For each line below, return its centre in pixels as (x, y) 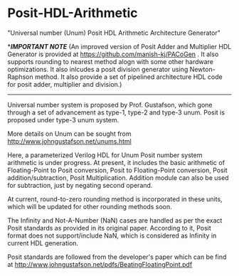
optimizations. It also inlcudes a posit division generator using (98, 69)
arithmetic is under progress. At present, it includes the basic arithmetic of (116, 162)
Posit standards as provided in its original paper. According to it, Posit (109, 228)
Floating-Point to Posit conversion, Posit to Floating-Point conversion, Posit (117, 170)
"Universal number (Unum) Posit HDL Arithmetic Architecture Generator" (114, 33)
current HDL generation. (43, 243)
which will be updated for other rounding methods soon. (90, 206)
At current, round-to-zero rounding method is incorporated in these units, (115, 199)
